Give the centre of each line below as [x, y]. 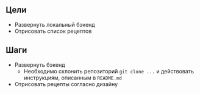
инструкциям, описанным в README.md [73, 78]
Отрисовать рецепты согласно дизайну [66, 84]
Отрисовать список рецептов [53, 31]
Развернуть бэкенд [40, 65]
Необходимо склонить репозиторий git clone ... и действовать [109, 71]
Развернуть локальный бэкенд [55, 24]
